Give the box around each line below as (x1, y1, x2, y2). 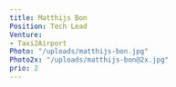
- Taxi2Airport (9, 38, 67, 48)
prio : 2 (9, 64, 39, 73)
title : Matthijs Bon (9, 13, 88, 23)
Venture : (9, 30, 43, 39)
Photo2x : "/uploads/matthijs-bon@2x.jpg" (9, 55, 170, 64)
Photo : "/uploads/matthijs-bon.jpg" (9, 47, 149, 56)
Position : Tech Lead (9, 22, 88, 31)
